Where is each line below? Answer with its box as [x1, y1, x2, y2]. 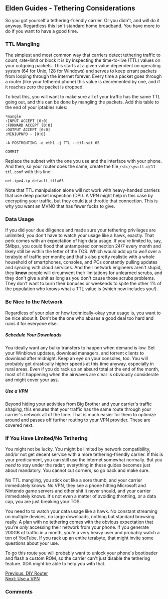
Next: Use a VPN [5, 575, 40, 581]
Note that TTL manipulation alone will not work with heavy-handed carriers [5, 187, 160, 193]
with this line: [24, 169, 52, 175]
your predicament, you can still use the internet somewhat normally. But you [5, 456, 163, 462]
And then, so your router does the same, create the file [5, 163, 119, 170]
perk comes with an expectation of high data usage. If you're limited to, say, [5, 238, 162, 244]
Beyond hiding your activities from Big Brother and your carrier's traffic [5, 401, 152, 407]
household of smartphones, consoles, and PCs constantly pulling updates [5, 259, 158, 265]
